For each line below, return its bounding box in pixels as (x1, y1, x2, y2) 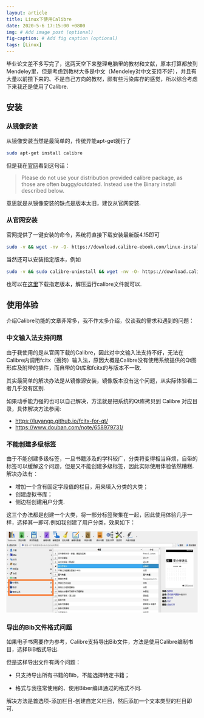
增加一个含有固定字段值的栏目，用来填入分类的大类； (15, 483, 149, 491)
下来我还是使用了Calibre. (6, 83, 69, 90)
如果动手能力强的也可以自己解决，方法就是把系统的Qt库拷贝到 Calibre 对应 (6, 397, 192, 404)
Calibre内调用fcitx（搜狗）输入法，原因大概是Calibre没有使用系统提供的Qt (6, 356, 191, 364)
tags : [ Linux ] (6, 42, 42, 48)
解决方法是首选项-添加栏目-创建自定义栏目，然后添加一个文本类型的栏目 (6, 697, 187, 705)
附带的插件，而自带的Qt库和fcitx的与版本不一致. (22, 364, 141, 371)
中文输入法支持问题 (6, 334, 63, 342)
